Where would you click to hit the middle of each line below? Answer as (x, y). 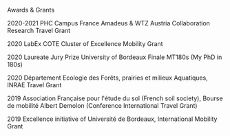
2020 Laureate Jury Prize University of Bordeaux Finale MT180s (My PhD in (115, 57)
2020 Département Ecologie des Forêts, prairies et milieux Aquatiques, (107, 78)
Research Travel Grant (39, 31)
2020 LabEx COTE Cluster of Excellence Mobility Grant (85, 44)
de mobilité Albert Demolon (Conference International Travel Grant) (102, 105)
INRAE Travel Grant (34, 85)
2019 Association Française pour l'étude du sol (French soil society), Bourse (115, 98)
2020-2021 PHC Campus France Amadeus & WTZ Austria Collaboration (108, 23)
